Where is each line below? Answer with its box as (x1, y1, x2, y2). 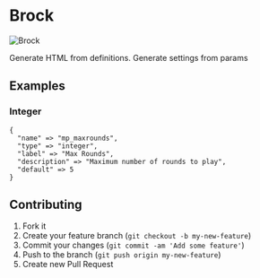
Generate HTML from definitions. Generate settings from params (9, 52, 248, 63)
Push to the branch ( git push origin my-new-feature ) (22, 249, 221, 260)
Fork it (22, 221, 47, 231)
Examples (9, 78, 65, 94)
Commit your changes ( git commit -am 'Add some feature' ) (22, 239, 245, 251)
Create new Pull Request (22, 259, 114, 270)
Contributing (9, 197, 82, 213)
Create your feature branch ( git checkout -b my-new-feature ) (22, 230, 252, 241)
